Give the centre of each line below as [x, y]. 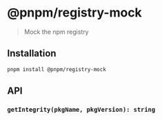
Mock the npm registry [56, 32]
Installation [32, 53]
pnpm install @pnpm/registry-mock [57, 69]
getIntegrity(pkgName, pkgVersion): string [81, 109]
